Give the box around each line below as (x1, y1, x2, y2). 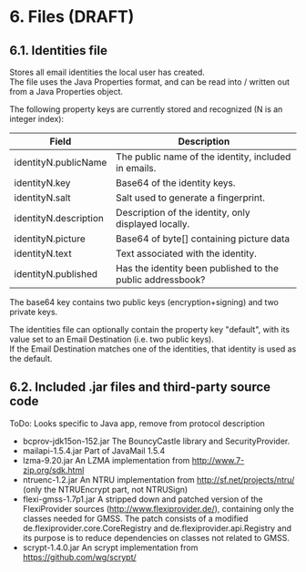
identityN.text (14, 248, 72, 260)
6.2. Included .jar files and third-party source (9, 380, 271, 395)
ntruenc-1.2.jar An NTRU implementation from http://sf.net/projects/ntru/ (22, 474, 295, 485)
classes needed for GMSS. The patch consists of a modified (22, 513, 249, 524)
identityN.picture (14, 232, 87, 245)
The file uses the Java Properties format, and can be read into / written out (9, 77, 290, 87)
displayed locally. (115, 218, 190, 230)
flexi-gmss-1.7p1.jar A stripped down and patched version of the (22, 494, 263, 505)
